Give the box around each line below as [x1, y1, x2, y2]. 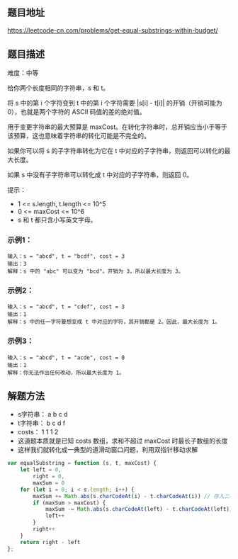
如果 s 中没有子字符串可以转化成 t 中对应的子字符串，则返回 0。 [7, 170, 193, 179]
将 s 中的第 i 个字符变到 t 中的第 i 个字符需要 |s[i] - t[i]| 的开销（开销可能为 [7, 98, 222, 107]
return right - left [20, 538, 81, 546]
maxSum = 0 [33, 479, 65, 487]
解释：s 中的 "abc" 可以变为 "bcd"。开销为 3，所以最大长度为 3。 [7, 268, 184, 275]
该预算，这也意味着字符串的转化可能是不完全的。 [7, 131, 150, 140]
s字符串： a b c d [17, 410, 68, 419]
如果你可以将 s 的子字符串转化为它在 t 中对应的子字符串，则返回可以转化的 [7, 146, 225, 154]
